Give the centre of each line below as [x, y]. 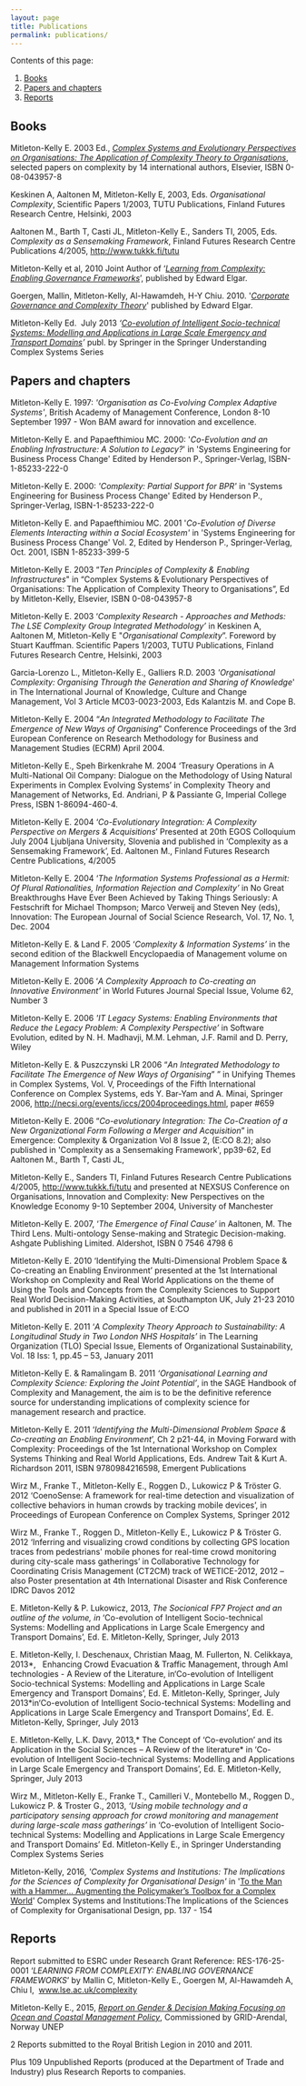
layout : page [35, 18]
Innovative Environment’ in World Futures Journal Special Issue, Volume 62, [152, 991]
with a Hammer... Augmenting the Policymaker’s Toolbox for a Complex [143, 1891]
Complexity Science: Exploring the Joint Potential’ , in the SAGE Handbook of [153, 1383]
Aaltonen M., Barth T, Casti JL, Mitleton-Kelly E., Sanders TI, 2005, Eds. [144, 232]
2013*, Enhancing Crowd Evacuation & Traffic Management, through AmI [149, 1664]
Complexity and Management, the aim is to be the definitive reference [141, 1393]
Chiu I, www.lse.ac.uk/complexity [74, 1990]
